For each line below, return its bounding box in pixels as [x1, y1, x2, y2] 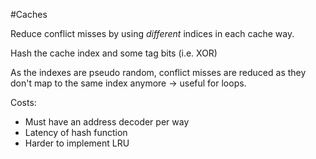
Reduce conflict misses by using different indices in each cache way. [10, 28, 295, 39]
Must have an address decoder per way [24, 116, 190, 128]
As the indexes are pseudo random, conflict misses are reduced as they [10, 67, 307, 78]
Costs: [10, 97, 37, 108]
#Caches [10, 9, 48, 20]
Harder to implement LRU [24, 137, 130, 149]
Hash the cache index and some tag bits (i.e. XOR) [10, 47, 218, 59]
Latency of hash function [24, 127, 128, 138]
